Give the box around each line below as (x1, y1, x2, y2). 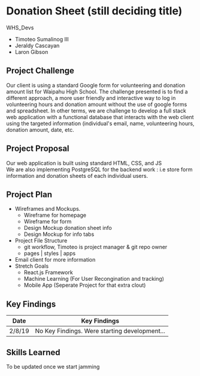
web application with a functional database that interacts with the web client (6, 113, 194, 120)
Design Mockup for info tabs (23, 231, 95, 238)
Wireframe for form (23, 218, 72, 225)
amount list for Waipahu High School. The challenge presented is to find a (6, 88, 188, 95)
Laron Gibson (14, 48, 49, 55)
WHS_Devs (6, 24, 34, 31)
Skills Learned (6, 347, 61, 357)
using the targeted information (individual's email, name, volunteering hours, (6, 120, 195, 127)
